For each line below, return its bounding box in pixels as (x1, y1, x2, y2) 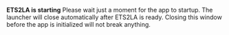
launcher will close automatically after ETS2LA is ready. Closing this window (6, 13, 223, 21)
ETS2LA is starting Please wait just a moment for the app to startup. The (6, 6, 213, 14)
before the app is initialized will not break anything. (6, 21, 151, 28)
